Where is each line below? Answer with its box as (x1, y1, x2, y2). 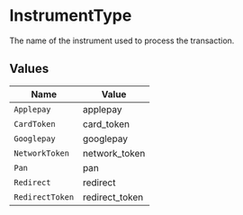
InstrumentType (9, 5, 132, 26)
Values (9, 61, 49, 76)
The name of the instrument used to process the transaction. (9, 35, 235, 46)
